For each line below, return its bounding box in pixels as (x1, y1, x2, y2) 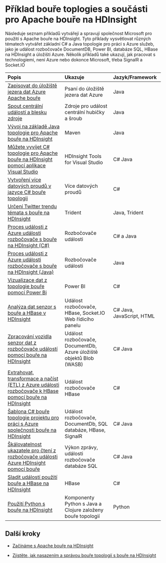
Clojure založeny (64, 507, 104, 513)
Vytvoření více (7, 176, 41, 183)
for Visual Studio (64, 159, 103, 166)
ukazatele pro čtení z (7, 447, 56, 454)
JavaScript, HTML (113, 312, 155, 319)
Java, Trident (113, 209, 144, 216)
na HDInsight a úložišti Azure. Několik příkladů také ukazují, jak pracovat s (5, 51, 156, 57)
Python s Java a (64, 500, 102, 507)
